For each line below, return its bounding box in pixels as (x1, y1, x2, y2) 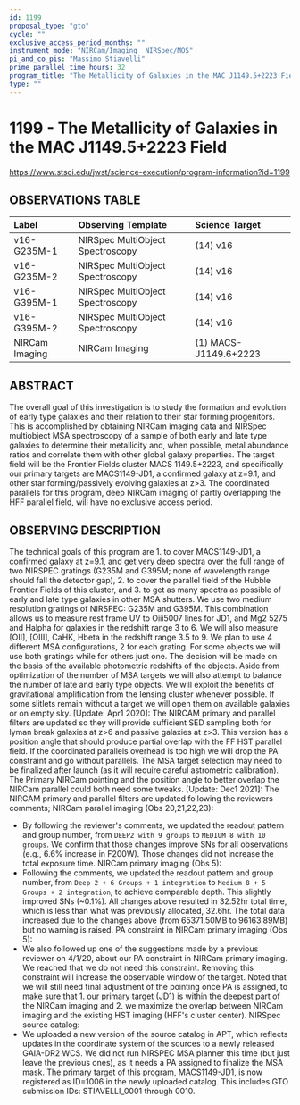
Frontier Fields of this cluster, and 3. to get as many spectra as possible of (9, 584, 282, 595)
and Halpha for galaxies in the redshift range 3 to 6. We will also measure (9, 623, 279, 632)
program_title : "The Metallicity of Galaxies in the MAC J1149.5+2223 (9, 71, 278, 80)
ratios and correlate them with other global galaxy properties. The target (9, 449, 275, 460)
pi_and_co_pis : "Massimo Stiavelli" (9, 54, 146, 63)
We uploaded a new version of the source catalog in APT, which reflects (21, 1029, 288, 1039)
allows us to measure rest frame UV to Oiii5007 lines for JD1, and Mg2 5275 (9, 613, 288, 624)
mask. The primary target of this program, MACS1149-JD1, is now (21, 1067, 263, 1077)
